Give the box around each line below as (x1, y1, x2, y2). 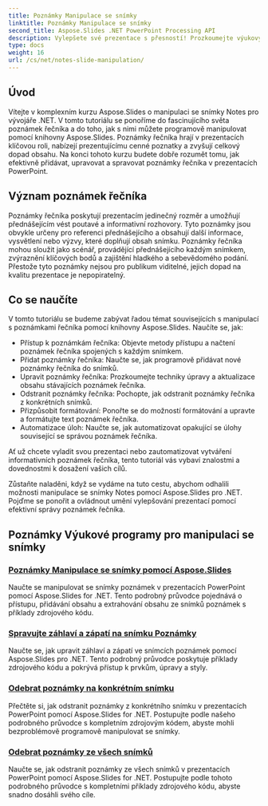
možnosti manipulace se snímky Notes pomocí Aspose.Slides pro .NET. (8, 488, 243, 497)
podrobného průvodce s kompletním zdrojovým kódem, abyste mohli (8, 717, 235, 727)
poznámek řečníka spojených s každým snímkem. (19, 346, 183, 356)
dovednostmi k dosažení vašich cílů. (8, 464, 128, 473)
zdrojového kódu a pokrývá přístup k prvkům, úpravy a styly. (8, 663, 208, 673)
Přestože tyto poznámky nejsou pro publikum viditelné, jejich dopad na (8, 261, 242, 271)
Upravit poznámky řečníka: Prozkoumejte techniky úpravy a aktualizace (19, 372, 255, 381)
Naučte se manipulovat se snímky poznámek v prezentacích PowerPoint (8, 583, 246, 591)
